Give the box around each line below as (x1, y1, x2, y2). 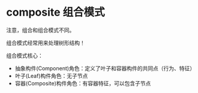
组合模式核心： (6, 52, 43, 59)
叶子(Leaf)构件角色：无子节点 (14, 72, 88, 79)
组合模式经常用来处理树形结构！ (6, 39, 85, 46)
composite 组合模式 (6, 5, 105, 19)
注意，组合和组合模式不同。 (6, 26, 75, 34)
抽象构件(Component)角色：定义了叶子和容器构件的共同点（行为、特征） (14, 64, 196, 72)
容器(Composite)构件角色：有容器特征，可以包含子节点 (14, 79, 151, 87)
